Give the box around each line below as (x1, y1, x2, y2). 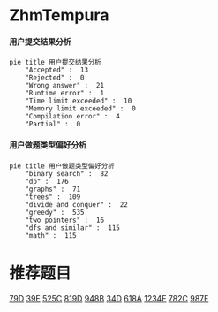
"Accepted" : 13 (25, 65, 89, 75)
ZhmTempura (9, 5, 109, 26)
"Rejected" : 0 (25, 73, 86, 82)
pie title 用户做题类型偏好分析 (9, 161, 115, 171)
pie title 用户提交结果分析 (9, 58, 101, 67)
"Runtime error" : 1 (25, 89, 104, 98)
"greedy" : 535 (25, 208, 86, 217)
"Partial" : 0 (25, 120, 81, 129)
